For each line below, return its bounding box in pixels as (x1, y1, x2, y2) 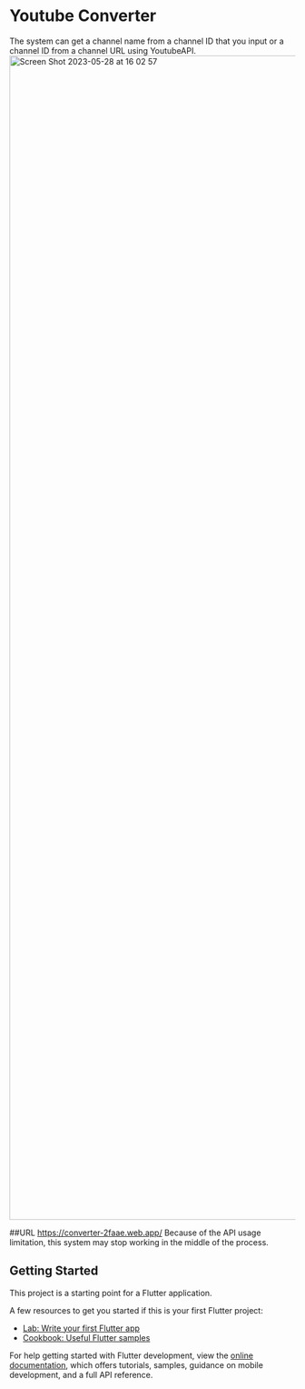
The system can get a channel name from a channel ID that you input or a (9, 35, 284, 46)
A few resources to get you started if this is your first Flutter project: (9, 1304, 263, 1315)
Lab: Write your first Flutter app (22, 1323, 141, 1334)
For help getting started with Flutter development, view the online (9, 1350, 254, 1361)
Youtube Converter (9, 5, 157, 26)
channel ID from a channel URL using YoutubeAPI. (9, 45, 197, 55)
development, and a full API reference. (9, 1369, 153, 1380)
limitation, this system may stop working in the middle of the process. (9, 1236, 270, 1247)
